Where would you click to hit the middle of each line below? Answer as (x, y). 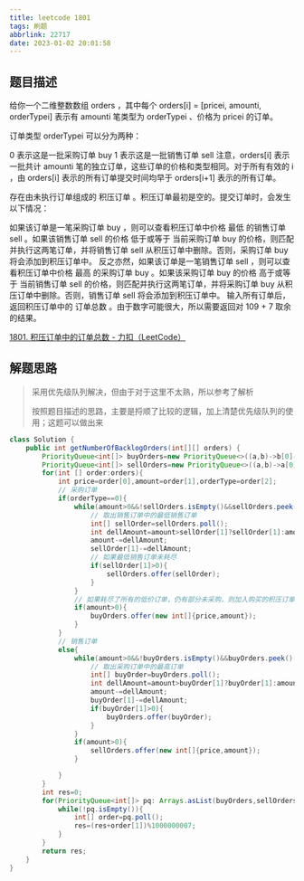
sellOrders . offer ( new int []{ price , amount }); (175, 751)
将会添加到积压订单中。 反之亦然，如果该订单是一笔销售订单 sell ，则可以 (146, 261)
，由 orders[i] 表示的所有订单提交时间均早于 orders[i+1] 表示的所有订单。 (145, 178)
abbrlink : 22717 (40, 34)
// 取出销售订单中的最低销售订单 (143, 515)
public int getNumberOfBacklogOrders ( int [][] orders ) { (133, 448)
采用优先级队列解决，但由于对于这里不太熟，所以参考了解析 (142, 392)
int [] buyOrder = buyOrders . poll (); (155, 675)
